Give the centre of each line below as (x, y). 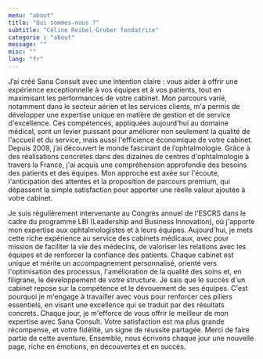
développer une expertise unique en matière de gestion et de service (119, 114)
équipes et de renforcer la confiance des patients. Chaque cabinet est (121, 255)
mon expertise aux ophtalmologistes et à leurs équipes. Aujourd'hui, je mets (130, 230)
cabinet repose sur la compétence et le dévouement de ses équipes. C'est (128, 288)
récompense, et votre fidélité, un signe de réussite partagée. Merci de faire (129, 329)
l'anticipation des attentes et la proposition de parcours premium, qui (119, 181)
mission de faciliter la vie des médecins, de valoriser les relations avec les (127, 246)
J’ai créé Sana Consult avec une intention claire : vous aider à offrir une (123, 81)
